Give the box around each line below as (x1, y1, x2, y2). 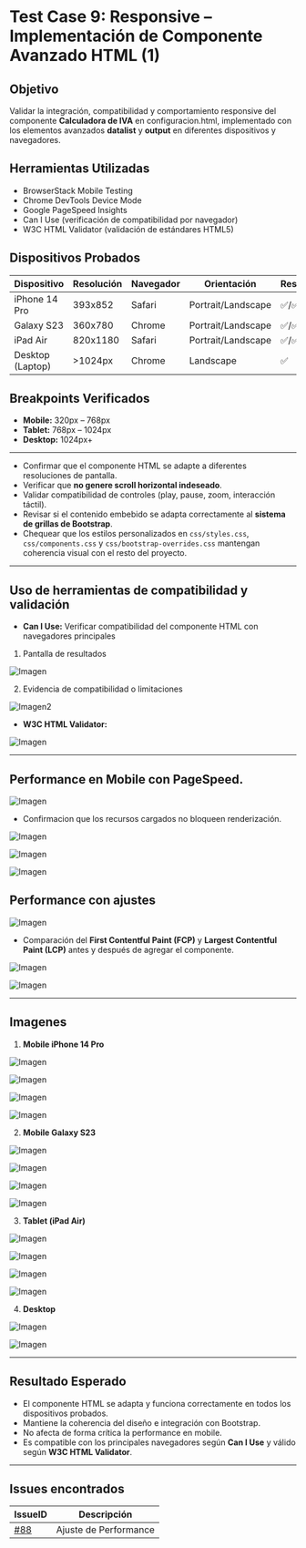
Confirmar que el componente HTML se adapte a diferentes (22, 460, 248, 471)
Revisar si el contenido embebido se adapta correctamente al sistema (22, 508, 286, 520)
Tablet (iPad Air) (22, 1215, 87, 1226)
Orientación (204, 277, 257, 290)
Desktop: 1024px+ (22, 435, 93, 446)
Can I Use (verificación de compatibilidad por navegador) (22, 214, 239, 225)
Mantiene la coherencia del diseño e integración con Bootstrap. (22, 1417, 261, 1428)
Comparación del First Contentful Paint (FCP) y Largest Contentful (22, 934, 278, 945)
